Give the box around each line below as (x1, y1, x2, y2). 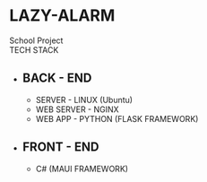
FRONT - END (22, 140, 99, 155)
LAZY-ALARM (9, 5, 116, 26)
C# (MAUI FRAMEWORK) (35, 163, 128, 174)
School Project (9, 35, 64, 46)
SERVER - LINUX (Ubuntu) (35, 94, 133, 105)
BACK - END (22, 71, 92, 86)
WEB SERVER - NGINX (35, 104, 119, 115)
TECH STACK (9, 44, 59, 55)
